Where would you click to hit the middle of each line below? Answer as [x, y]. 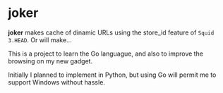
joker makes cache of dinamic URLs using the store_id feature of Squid [111, 32]
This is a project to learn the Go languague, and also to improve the [106, 54]
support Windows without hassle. [56, 82]
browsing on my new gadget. [50, 61]
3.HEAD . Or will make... [40, 39]
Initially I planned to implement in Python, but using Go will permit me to [112, 75]
